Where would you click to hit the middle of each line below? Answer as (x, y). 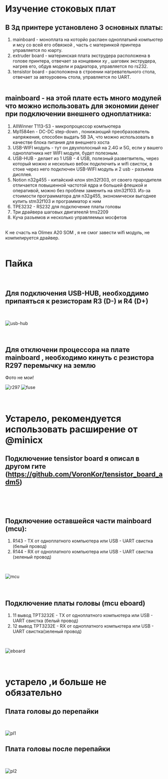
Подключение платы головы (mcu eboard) (75, 603)
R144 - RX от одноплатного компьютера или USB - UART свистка (83, 552)
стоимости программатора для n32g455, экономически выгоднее (84, 196)
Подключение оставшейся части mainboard (78, 521)
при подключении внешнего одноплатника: (78, 114)
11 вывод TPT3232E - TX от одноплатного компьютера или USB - (82, 615)
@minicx (24, 440)
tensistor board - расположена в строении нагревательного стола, (84, 72)
